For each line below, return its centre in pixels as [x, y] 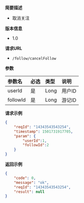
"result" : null [29, 192]
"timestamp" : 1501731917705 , [43, 132]
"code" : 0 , [25, 178]
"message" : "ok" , [31, 182]
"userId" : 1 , [35, 141]
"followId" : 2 [36, 145]
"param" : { [25, 136]
